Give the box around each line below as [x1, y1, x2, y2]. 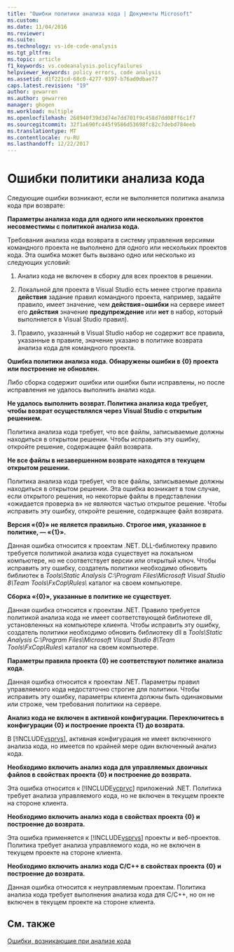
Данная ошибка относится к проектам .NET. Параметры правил [7, 677, 200, 687]
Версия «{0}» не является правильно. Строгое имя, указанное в [7, 520, 207, 529]
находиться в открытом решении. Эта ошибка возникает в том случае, [7, 485, 221, 493]
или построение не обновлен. [7, 365, 99, 373]
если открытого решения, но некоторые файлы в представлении [7, 492, 202, 501]
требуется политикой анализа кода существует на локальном [7, 549, 193, 558]
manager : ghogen [7, 102, 55, 109]
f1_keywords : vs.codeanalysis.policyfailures [7, 62, 142, 69]
